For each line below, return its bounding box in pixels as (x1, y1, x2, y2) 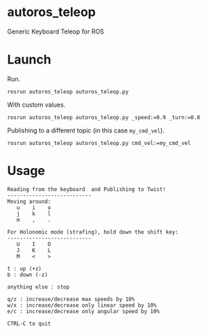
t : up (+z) (7, 265, 42, 272)
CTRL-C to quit (7, 320, 51, 327)
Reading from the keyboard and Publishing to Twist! (7, 185, 167, 192)
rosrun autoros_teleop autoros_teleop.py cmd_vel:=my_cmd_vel (7, 139, 191, 146)
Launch (7, 52, 51, 68)
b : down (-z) (7, 271, 49, 278)
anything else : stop (7, 283, 70, 290)
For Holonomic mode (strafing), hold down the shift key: (7, 228, 179, 236)
